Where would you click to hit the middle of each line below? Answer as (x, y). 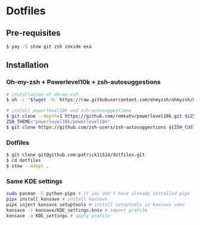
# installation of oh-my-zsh (42, 94)
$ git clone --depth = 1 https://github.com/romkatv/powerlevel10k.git (94, 116)
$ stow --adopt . (28, 166)
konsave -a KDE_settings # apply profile (58, 215)
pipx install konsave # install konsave (57, 199)
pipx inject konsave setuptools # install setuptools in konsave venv (96, 204)
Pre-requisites (33, 33)
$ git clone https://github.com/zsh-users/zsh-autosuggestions (86, 127)
